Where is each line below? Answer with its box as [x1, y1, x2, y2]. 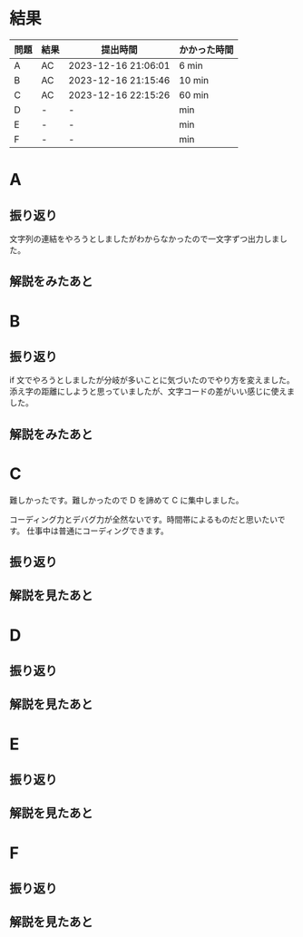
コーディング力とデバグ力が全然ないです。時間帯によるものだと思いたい [9, 513, 279, 524]
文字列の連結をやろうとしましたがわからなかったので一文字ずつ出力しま [9, 233, 279, 244]
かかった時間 [178, 43, 234, 55]
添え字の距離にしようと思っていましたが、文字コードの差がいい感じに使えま [9, 386, 296, 397]
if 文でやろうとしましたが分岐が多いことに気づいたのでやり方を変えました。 [9, 375, 295, 386]
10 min [178, 73, 210, 86]
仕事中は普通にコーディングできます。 [26, 525, 170, 536]
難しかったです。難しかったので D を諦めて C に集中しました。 [9, 494, 244, 505]
